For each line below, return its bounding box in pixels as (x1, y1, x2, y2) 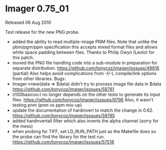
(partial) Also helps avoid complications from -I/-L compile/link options (12, 70, 157, 76)
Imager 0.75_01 (5, 3, 69, 14)
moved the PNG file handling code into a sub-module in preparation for (12, 60, 158, 66)
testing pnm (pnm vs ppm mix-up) (12, 102, 82, 108)
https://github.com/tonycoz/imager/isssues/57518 (12, 139, 114, 145)
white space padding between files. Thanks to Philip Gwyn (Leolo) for (12, 49, 155, 55)
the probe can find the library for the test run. (12, 134, 105, 140)
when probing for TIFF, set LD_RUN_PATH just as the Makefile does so (12, 128, 156, 134)
